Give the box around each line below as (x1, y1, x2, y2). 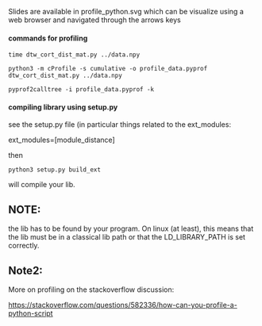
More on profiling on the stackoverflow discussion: (8, 285, 175, 294)
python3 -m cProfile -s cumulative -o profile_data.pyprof (8, 65, 208, 73)
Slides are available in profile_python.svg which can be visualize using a (8, 7, 244, 16)
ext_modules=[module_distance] (8, 135, 115, 145)
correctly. (8, 241, 40, 251)
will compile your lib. (8, 180, 75, 190)
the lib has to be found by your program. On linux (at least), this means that (8, 224, 254, 233)
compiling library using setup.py (8, 102, 118, 112)
